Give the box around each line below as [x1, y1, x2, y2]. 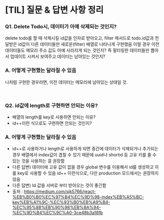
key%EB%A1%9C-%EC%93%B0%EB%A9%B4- [12, 199, 110, 205]
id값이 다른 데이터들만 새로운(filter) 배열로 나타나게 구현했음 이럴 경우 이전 [18, 41, 160, 47]
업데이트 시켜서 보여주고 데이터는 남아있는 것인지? [10, 53, 106, 59]
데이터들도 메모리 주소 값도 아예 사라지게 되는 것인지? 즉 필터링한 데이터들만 [5, 48, 150, 53]
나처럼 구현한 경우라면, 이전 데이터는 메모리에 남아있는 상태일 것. [5, 79, 128, 85]
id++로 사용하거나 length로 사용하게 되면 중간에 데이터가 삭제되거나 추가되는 [12, 146, 159, 152]
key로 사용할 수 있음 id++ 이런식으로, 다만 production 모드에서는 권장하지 [17, 170, 159, 176]
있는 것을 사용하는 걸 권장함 [12, 158, 65, 164]
